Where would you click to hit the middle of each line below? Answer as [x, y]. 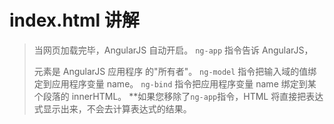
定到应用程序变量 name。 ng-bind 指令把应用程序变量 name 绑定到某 [175, 83]
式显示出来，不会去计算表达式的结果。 [112, 108]
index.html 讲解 [74, 20]
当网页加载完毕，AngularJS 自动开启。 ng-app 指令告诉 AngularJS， [173, 50]
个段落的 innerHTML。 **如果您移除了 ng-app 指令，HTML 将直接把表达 [178, 96]
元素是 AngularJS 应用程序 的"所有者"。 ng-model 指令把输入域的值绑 [175, 71]
